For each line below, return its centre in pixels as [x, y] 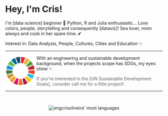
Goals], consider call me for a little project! [80, 84]
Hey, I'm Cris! [34, 9]
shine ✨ [44, 69]
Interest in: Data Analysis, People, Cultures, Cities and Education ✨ [74, 43]
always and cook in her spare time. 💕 [43, 33]
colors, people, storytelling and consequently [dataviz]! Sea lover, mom [78, 28]
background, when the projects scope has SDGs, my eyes [96, 63]
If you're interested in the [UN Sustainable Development [94, 79]
